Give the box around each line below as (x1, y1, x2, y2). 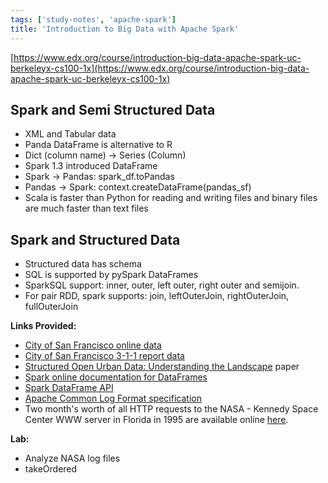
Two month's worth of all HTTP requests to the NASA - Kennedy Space (24, 403, 319, 415)
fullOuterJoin (24, 301, 79, 313)
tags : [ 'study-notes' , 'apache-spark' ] (10, 14, 177, 25)
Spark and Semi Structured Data (10, 101, 216, 118)
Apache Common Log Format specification (24, 392, 202, 405)
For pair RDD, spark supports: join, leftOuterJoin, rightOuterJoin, (24, 290, 290, 302)
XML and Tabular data (24, 128, 117, 140)
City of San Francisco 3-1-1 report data (24, 350, 185, 362)
